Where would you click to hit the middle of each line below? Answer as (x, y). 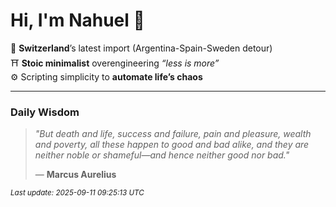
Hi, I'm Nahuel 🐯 (77, 20)
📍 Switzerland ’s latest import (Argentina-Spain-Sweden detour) (141, 48)
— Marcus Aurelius (75, 175)
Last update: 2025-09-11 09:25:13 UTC (77, 193)
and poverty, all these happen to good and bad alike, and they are (172, 145)
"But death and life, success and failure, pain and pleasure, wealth (173, 134)
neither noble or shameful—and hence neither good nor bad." (162, 155)
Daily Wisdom (45, 112)
